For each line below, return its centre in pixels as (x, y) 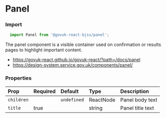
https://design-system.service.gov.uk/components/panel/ (72, 65)
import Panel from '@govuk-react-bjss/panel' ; (60, 35)
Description (135, 91)
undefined (72, 100)
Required (45, 91)
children (18, 100)
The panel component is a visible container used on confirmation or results (83, 45)
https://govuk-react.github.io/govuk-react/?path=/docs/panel (76, 60)
